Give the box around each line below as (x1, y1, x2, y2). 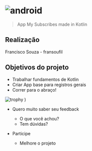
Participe (12, 130, 31, 136)
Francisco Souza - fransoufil (5, 49, 63, 54)
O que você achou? (19, 115, 60, 121)
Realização (5, 36, 40, 44)
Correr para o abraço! (12, 87, 57, 93)
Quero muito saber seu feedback (12, 106, 79, 112)
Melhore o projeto (19, 140, 56, 146)
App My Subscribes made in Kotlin (17, 21, 88, 27)
